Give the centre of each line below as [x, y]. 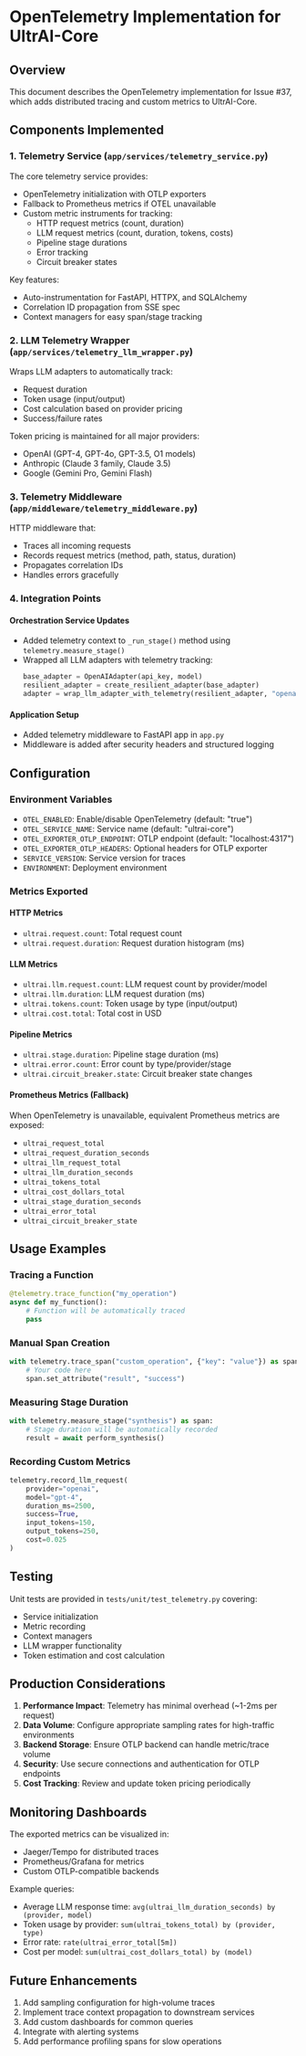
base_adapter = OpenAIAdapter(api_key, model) [112, 677]
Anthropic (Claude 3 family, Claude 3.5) [97, 463]
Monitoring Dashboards [78, 1812]
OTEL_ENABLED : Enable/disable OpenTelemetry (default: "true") [138, 818]
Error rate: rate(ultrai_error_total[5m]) [100, 1942]
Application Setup [44, 714]
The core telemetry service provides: [79, 176]
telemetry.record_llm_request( [69, 1480]
